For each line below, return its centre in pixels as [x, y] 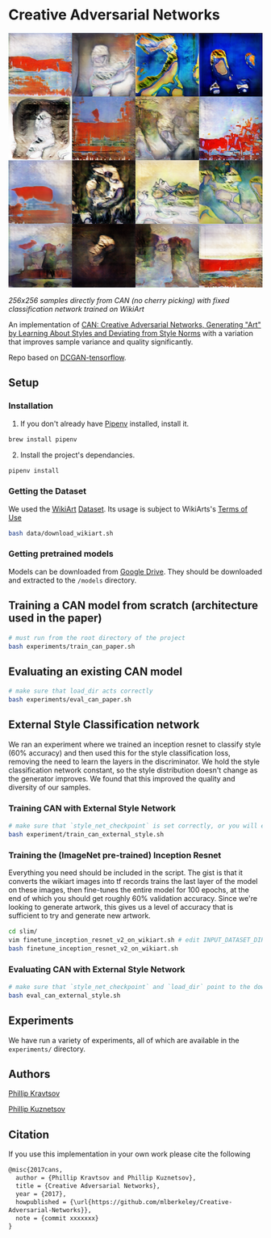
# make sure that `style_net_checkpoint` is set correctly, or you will [133, 826]
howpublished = [41, 1202]
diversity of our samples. [50, 787]
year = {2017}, [41, 1194]
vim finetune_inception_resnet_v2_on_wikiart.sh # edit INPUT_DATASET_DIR [137, 940]
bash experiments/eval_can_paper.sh [70, 700]
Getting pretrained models [61, 554]
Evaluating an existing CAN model [96, 671]
